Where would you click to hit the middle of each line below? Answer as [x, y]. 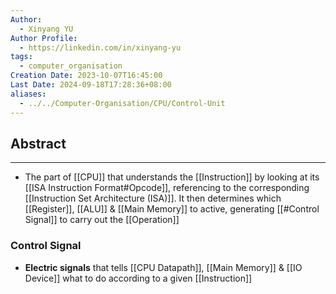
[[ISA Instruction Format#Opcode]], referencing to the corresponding [167, 188]
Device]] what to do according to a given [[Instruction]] [138, 278]
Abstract [38, 143]
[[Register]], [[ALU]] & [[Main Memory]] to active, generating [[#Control [172, 209]
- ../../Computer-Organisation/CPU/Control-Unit [122, 103]
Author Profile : [44, 38]
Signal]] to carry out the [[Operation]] [102, 220]
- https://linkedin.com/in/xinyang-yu [100, 47]
